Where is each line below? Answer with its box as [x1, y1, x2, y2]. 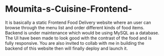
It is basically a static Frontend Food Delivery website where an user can [5, 19, 151, 25]
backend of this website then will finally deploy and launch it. [5, 45, 128, 51]
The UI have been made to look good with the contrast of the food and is [5, 35, 152, 41]
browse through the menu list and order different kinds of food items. [5, 24, 144, 30]
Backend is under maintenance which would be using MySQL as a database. [5, 30, 160, 36]
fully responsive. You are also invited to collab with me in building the [5, 40, 144, 46]
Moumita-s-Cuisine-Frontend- [5, 3, 132, 15]
